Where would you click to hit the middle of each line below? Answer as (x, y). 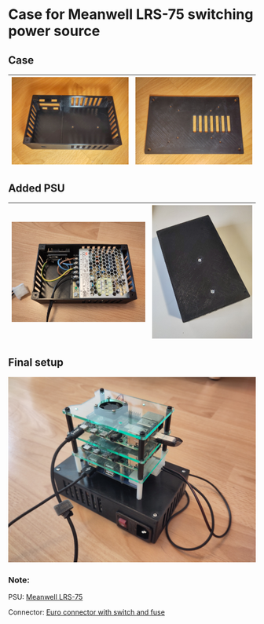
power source (54, 31)
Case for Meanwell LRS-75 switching (131, 15)
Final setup (36, 362)
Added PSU (37, 188)
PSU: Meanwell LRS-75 (46, 597)
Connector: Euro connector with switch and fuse (86, 612)
